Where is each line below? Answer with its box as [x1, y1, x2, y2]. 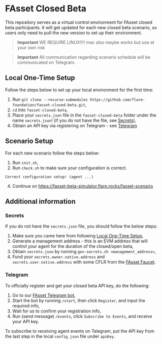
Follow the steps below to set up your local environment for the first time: [5, 87, 154, 93]
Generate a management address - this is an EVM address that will [12, 238, 148, 244]
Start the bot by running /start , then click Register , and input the [12, 297, 145, 304]
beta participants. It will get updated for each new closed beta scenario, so [5, 24, 157, 30]
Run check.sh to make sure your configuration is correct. [12, 165, 127, 171]
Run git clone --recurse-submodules [12, 96, 88, 102]
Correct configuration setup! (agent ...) [5, 174, 94, 179]
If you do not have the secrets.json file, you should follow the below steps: [5, 223, 158, 229]
